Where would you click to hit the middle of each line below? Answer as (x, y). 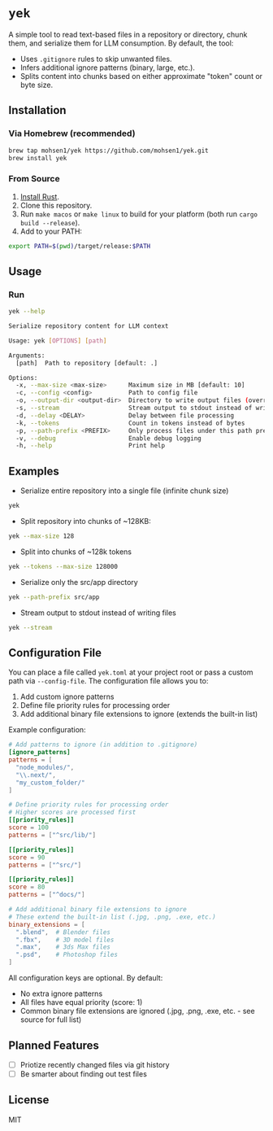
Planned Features (54, 1045)
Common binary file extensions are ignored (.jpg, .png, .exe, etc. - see (137, 1011)
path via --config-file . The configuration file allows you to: (108, 681)
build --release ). (50, 222)
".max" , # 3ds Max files (63, 947)
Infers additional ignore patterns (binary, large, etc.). (107, 68)
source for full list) (51, 1020)
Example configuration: (48, 730)
